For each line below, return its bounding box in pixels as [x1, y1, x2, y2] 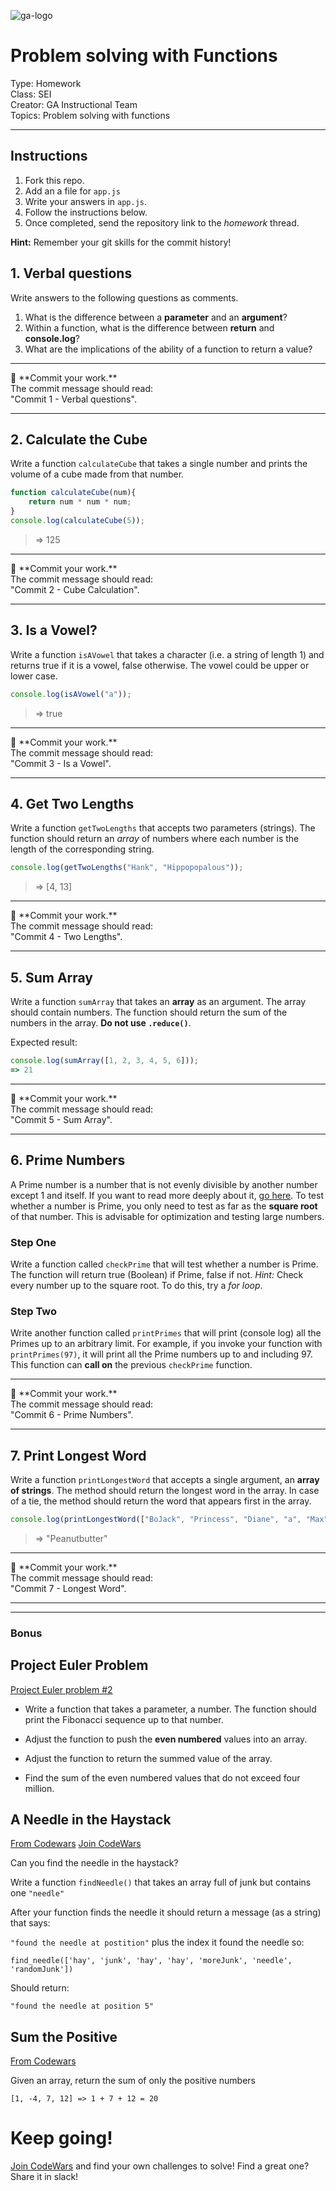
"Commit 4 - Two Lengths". [10, 931, 123, 943]
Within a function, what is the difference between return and [24, 321, 275, 334]
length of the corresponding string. [10, 843, 155, 855]
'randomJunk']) [10, 1965, 74, 1975]
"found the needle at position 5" [10, 2001, 155, 2012]
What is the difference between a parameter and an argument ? [24, 311, 288, 323]
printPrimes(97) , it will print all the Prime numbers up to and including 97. [10, 1348, 313, 1360]
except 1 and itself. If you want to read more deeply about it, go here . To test [10, 1189, 324, 1201]
